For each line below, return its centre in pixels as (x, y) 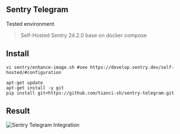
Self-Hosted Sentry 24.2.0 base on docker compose (84, 35)
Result (18, 111)
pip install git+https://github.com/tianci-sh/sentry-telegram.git (90, 93)
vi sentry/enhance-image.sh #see (47, 67)
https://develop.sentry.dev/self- (132, 67)
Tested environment (30, 24)
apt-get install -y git (35, 88)
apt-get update (25, 83)
